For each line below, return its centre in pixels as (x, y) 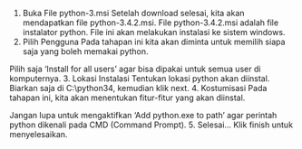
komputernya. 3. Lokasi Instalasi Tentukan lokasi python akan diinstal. (140, 79)
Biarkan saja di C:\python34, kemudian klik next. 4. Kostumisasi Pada (138, 88)
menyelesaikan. (39, 134)
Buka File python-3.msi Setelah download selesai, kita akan (133, 13)
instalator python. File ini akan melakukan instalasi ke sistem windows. (154, 32)
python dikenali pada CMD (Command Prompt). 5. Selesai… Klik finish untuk (151, 125)
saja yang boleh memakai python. (85, 51)
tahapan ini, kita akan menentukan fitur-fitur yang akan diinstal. (127, 98)
